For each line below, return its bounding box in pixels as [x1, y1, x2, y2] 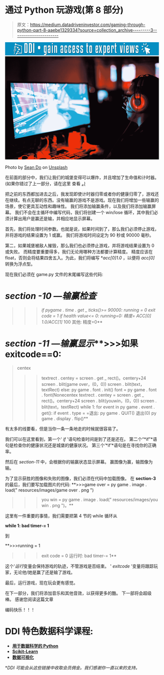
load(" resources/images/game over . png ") [5, 487, 94, 493]
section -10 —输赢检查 [5, 290, 97, 301]
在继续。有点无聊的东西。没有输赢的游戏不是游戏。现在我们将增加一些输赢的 [5, 197, 159, 203]
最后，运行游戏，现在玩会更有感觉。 [5, 580, 78, 586]
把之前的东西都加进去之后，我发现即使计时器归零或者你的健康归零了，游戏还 [5, 191, 159, 197]
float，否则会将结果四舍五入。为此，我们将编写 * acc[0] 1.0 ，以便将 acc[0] [5, 255, 155, 261]
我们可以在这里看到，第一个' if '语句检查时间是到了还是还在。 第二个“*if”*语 [5, 436, 157, 442]
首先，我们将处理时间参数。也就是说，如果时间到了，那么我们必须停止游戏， [5, 226, 159, 232]
